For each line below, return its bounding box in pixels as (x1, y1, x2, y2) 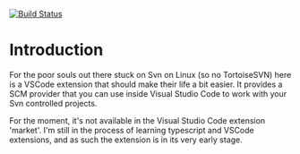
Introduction (9, 40, 104, 60)
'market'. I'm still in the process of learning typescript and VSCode (9, 124, 255, 135)
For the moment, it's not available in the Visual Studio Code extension (9, 115, 266, 125)
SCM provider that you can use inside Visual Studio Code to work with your (9, 88, 287, 98)
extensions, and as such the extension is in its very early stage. (9, 134, 244, 145)
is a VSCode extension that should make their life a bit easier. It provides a (9, 79, 283, 90)
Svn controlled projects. (9, 98, 98, 108)
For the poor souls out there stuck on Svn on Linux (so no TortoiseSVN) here (9, 69, 292, 80)
